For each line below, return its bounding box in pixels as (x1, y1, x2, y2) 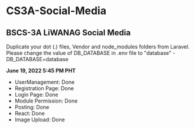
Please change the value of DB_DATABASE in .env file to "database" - (6, 49, 175, 57)
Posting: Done (14, 104, 50, 110)
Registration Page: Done (14, 85, 74, 92)
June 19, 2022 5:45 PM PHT (6, 67, 76, 74)
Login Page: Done (14, 91, 58, 98)
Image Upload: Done (14, 116, 65, 123)
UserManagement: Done (14, 78, 75, 85)
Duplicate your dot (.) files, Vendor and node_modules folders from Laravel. (6, 43, 190, 50)
